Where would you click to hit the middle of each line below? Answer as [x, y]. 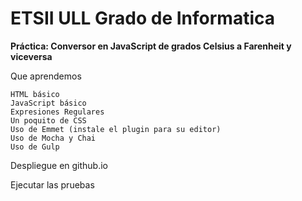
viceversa [31, 56]
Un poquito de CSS [48, 120]
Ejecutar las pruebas [52, 184]
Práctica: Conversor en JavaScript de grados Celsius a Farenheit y [151, 46]
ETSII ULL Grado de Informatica [142, 18]
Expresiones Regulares [57, 112]
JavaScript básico [48, 103]
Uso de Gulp [35, 147]
